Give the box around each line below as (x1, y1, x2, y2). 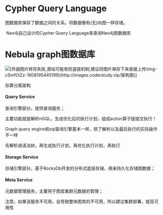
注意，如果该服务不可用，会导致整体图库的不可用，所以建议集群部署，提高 (5, 198, 154, 205)
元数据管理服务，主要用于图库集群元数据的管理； (5, 188, 103, 194)
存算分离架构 (5, 82, 31, 88)
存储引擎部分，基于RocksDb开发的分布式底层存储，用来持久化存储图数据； (5, 165, 155, 171)
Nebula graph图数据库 (5, 49, 95, 60)
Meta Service (5, 176, 33, 183)
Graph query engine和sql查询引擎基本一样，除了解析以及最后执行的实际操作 (5, 126, 158, 132)
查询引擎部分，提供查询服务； (5, 105, 65, 111)
